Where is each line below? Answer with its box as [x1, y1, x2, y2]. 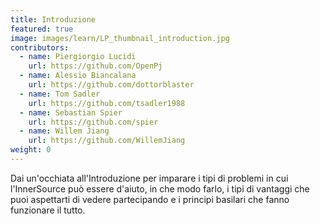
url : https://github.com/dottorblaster [28, 80, 195, 90]
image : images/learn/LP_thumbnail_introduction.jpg [10, 33, 230, 43]
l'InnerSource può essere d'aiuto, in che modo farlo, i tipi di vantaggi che [10, 182, 310, 195]
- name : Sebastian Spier [19, 107, 123, 118]
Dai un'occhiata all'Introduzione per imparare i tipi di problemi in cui [10, 172, 289, 184]
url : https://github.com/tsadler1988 [28, 98, 186, 108]
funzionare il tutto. [10, 204, 86, 216]
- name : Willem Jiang [19, 126, 110, 136]
